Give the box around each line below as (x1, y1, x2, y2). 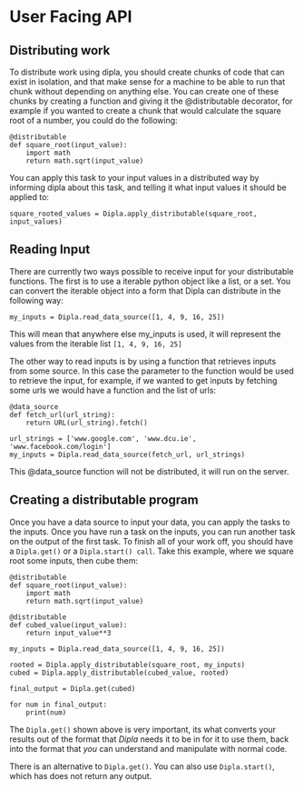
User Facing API (9, 6, 132, 27)
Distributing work (9, 43, 111, 58)
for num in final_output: (9, 700, 107, 709)
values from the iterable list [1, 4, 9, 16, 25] (9, 338, 183, 349)
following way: (9, 295, 64, 305)
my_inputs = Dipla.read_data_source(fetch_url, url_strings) (9, 450, 246, 459)
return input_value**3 (25, 628, 112, 637)
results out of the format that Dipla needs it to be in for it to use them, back (9, 734, 289, 745)
